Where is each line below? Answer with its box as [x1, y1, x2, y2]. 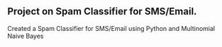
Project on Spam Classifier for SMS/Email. [7, 6, 197, 18]
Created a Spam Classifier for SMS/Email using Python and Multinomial [7, 24, 216, 32]
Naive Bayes [7, 32, 44, 40]
